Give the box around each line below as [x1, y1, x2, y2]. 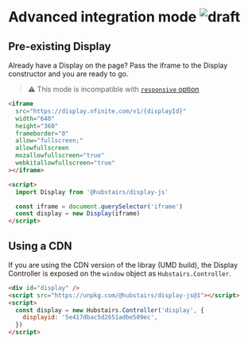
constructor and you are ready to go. [8, 69, 129, 79]
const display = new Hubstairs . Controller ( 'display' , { [15, 306, 204, 314]
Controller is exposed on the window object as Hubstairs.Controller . [8, 269, 232, 278]
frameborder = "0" [15, 129, 69, 137]
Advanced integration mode [8, 8, 197, 26]
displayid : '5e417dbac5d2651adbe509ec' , [22, 314, 158, 322]
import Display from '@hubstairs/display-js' [15, 187, 169, 196]
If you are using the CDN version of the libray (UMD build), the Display [8, 260, 238, 269]
